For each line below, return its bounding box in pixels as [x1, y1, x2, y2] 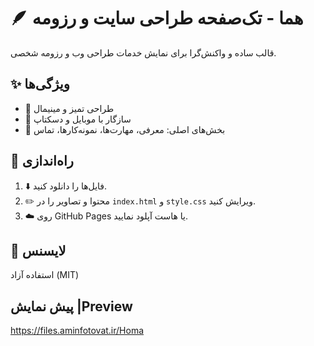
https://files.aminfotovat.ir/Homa [10, 325, 145, 337]
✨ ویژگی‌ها [10, 76, 70, 93]
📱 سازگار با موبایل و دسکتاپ [24, 113, 132, 125]
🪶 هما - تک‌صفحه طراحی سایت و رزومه [10, 7, 304, 30]
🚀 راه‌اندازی [10, 153, 74, 170]
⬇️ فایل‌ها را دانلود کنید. [24, 180, 108, 192]
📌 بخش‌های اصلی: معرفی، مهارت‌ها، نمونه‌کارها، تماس [24, 123, 226, 135]
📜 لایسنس [10, 242, 67, 259]
